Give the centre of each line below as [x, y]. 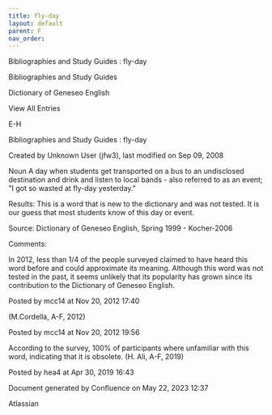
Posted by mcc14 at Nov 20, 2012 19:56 [74, 332]
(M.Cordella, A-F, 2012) [47, 317]
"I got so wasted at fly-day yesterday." [72, 188]
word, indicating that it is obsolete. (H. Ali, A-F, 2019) [96, 357]
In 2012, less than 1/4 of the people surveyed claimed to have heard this [128, 260]
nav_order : [27, 38]
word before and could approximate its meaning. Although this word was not [136, 269]
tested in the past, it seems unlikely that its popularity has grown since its [130, 277]
